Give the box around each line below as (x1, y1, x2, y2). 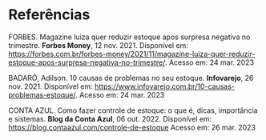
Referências (8, 6, 91, 24)
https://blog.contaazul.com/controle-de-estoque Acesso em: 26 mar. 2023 (8, 122, 256, 132)
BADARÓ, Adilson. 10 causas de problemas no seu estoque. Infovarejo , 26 (8, 73, 254, 82)
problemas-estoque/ (8, 90, 76, 99)
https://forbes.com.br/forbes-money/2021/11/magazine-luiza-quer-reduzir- (8, 49, 256, 58)
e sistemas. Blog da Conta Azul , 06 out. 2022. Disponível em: (8, 114, 212, 123)
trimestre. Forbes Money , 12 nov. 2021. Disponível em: (8, 40, 188, 50)
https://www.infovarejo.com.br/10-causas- (95, 82, 235, 91)
